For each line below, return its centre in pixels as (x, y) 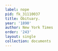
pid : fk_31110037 (23, 14)
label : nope (17, 9)
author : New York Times (29, 28)
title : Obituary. (23, 18)
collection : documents (28, 41)
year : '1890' (18, 23)
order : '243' (18, 32)
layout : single (20, 37)
